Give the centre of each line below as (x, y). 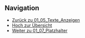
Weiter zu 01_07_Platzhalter (40, 30)
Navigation (22, 8)
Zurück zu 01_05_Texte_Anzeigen (46, 20)
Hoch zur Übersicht (32, 25)
